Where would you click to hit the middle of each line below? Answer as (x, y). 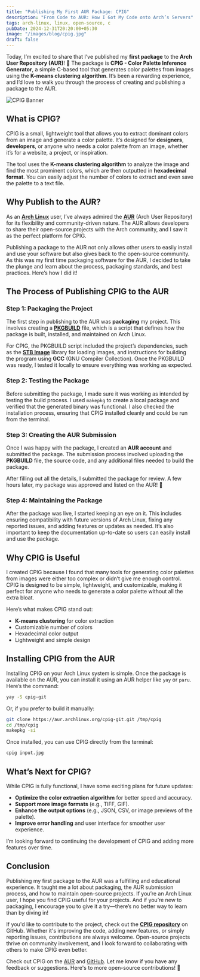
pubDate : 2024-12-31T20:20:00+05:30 (52, 28)
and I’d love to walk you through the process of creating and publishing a (96, 82)
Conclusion (28, 866)
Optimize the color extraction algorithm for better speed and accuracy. (103, 798)
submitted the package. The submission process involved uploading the (95, 454)
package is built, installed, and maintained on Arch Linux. (76, 334)
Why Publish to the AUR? (54, 202)
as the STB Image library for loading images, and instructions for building (96, 352)
